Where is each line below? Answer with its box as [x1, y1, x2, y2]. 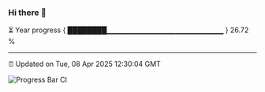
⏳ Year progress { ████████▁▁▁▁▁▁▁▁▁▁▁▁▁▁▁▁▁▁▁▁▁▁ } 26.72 [8, 25, 249, 35]
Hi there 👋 [8, 7, 47, 18]
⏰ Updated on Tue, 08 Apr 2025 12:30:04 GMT [8, 59, 162, 69]
